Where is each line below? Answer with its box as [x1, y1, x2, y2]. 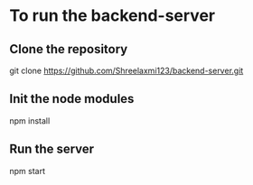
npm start [9, 165, 46, 176]
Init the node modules [9, 91, 135, 106]
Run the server [9, 142, 95, 157]
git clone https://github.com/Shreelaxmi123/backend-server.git [9, 65, 244, 76]
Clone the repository [9, 42, 128, 57]
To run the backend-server [9, 5, 215, 26]
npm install [9, 115, 51, 126]
